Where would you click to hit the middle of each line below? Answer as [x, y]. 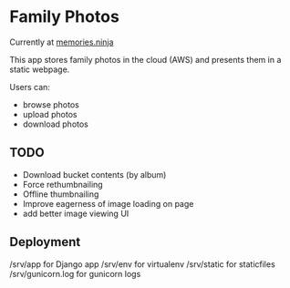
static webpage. [40, 69]
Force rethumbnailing [62, 184]
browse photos [51, 104]
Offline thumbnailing [61, 194]
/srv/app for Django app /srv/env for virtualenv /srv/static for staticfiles [142, 264]
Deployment [45, 242]
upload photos [50, 114]
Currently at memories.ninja [62, 42]
